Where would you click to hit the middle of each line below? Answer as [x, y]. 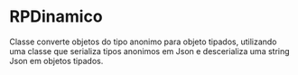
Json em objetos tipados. [56, 61]
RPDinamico [56, 17]
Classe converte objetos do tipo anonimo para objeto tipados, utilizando [143, 42]
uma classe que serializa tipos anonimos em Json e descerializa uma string [150, 51]
